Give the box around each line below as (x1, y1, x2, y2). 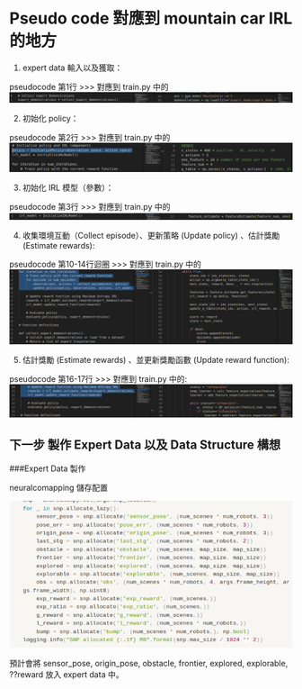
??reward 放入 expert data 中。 (9, 669, 124, 680)
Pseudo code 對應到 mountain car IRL (9, 8, 293, 29)
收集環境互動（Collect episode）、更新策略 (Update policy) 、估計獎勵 (22, 230, 280, 240)
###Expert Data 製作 (9, 463, 86, 474)
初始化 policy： (22, 113, 79, 124)
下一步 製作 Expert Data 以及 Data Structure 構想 (9, 438, 281, 453)
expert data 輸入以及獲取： (22, 62, 123, 73)
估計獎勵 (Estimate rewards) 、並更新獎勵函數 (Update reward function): (22, 354, 289, 365)
